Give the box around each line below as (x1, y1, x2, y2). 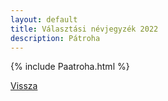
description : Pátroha (10, 33, 101, 43)
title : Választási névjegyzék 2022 (10, 24, 159, 34)
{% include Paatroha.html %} (10, 61, 130, 73)
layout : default (10, 14, 78, 25)
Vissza (10, 80, 38, 92)
